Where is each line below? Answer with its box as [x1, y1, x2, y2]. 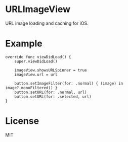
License [5, 115, 39, 127]
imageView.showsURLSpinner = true [14, 67, 87, 73]
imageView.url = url [14, 72, 58, 77]
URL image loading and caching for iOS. [5, 20, 89, 26]
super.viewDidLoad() [14, 59, 58, 64]
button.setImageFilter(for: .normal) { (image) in [14, 81, 123, 86]
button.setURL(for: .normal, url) [14, 90, 87, 95]
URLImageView [5, 4, 71, 15]
